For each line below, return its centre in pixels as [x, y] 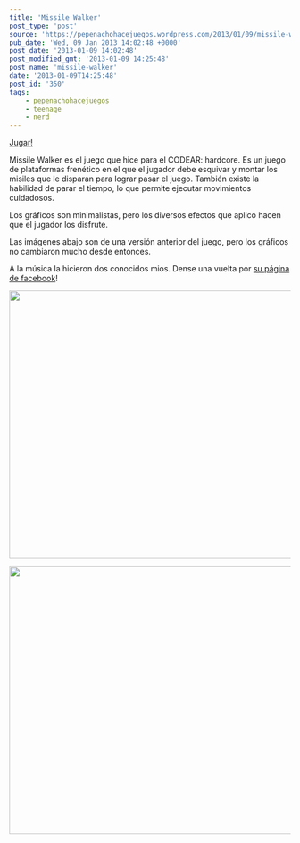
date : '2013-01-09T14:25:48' [63, 76]
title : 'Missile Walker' [55, 17]
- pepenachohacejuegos [67, 100]
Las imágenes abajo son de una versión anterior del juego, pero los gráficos [149, 242]
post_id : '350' [37, 84]
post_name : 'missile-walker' [63, 68]
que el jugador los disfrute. [59, 225]
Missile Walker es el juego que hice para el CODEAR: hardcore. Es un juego [147, 160]
